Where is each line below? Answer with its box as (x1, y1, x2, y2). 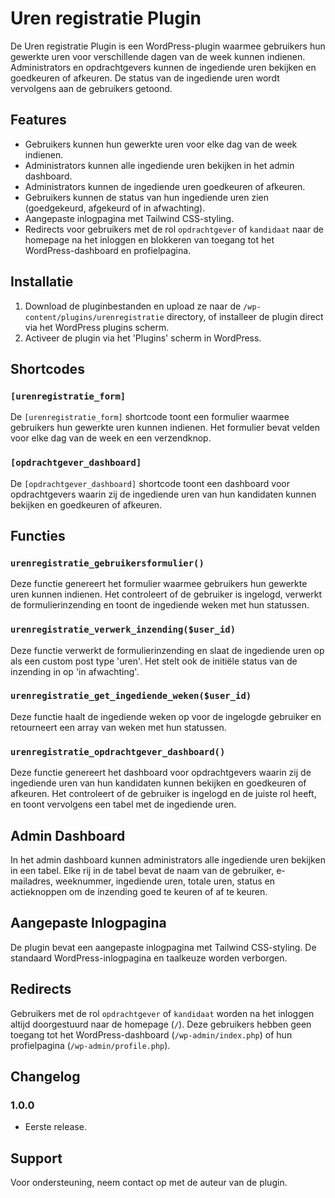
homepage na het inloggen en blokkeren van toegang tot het (24, 233, 275, 246)
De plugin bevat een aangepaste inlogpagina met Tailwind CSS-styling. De (10, 941, 317, 953)
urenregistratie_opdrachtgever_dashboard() (10, 746, 226, 757)
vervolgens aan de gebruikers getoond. (10, 82, 173, 94)
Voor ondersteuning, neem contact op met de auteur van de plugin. (10, 1177, 288, 1189)
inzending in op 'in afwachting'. (10, 665, 140, 677)
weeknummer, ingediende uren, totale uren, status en (54, 875, 275, 887)
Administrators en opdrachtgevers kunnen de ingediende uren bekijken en (10, 61, 317, 73)
